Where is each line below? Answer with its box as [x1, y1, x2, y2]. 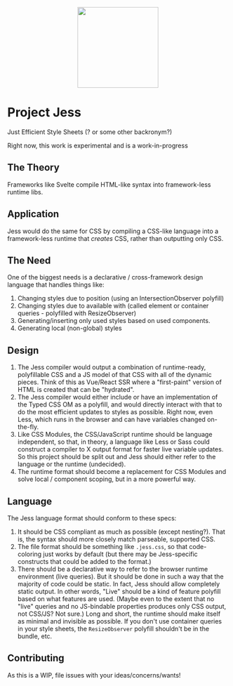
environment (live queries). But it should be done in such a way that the [17, 572, 224, 581]
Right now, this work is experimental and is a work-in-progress [7, 141, 188, 150]
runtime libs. [7, 187, 44, 196]
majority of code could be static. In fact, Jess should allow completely [17, 580, 220, 588]
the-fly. [17, 423, 39, 431]
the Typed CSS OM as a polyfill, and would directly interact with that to [17, 400, 222, 409]
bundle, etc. [17, 632, 53, 640]
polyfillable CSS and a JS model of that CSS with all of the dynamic [17, 371, 212, 379]
